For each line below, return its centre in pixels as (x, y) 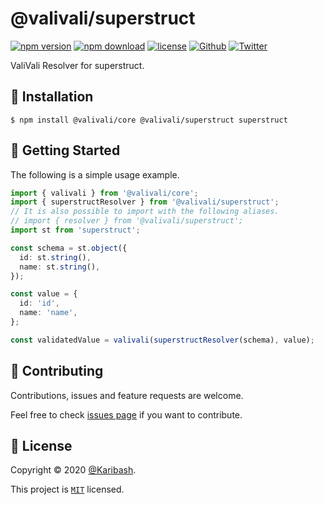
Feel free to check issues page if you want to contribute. (126, 414)
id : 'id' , (39, 303)
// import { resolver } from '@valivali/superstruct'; (127, 221)
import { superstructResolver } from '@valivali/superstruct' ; (145, 202)
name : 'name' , (48, 313)
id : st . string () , (55, 257)
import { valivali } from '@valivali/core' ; (104, 193)
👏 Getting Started (65, 150)
